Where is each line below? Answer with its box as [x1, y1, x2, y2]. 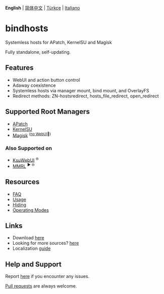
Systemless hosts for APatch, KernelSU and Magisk [5, 39, 112, 45]
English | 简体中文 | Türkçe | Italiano [5, 5, 80, 11]
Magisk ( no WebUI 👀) [12, 131, 51, 138]
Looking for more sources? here [12, 240, 79, 246]
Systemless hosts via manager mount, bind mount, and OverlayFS [12, 87, 149, 93]
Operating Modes [12, 207, 49, 213]
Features [5, 64, 34, 72]
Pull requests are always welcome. [5, 283, 77, 289]
